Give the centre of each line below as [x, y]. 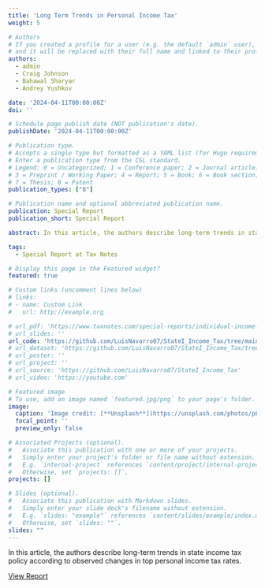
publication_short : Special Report [67, 218]
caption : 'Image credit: [56, 414]
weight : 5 [24, 23]
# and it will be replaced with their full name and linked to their [125, 52]
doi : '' [21, 110]
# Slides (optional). [44, 493]
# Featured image [37, 392]
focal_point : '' [42, 421]
